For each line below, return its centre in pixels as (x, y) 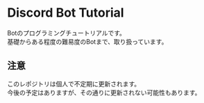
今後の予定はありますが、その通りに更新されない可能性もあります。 (104, 93)
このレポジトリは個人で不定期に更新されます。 (74, 84)
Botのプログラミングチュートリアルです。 (67, 33)
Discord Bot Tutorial (66, 13)
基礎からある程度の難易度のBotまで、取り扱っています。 (87, 41)
